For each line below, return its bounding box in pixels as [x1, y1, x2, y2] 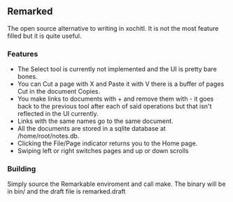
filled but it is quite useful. [7, 31, 82, 40]
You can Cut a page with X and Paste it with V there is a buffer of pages [17, 80, 225, 88]
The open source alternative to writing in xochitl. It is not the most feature [7, 24, 219, 32]
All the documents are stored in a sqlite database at [17, 124, 166, 133]
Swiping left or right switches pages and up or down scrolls [17, 147, 189, 155]
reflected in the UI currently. [17, 110, 99, 118]
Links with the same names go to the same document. [17, 117, 174, 125]
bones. [17, 73, 38, 81]
